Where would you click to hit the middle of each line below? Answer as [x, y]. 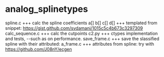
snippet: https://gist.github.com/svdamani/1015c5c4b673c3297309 [74, 28]
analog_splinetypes [47, 9]
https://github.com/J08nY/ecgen [39, 49]
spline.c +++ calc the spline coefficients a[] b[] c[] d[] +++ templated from [81, 23]
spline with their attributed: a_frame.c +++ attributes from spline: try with [80, 44]
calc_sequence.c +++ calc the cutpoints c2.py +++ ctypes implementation [82, 33]
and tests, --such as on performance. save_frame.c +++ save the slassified [82, 39]
